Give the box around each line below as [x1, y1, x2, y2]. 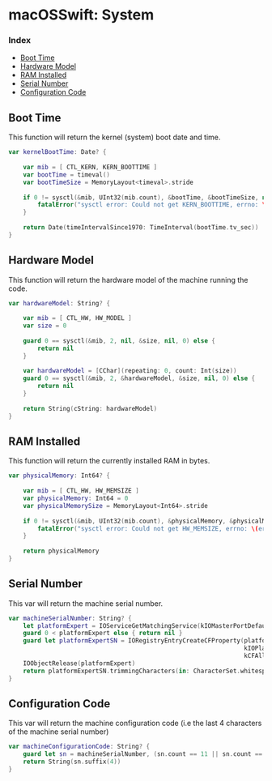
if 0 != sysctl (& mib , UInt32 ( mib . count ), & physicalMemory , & [23, 517, 234, 525]
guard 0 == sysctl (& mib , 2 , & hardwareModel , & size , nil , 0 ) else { [23, 374, 256, 382]
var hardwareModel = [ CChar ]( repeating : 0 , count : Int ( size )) [23, 367, 237, 375]
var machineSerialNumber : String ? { [8, 614, 132, 622]
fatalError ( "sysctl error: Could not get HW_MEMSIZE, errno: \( [37, 524, 259, 532]
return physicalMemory [23, 547, 100, 556]
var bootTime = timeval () [23, 170, 111, 179]
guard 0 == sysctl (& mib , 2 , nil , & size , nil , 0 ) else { [23, 336, 216, 345]
